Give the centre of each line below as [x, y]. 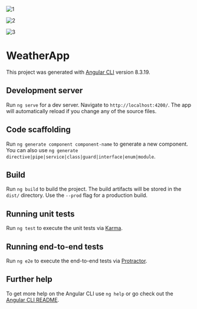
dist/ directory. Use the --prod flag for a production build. [77, 195]
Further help [29, 279]
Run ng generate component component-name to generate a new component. [97, 144]
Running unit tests [40, 214]
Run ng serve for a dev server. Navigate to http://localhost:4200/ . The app [99, 105]
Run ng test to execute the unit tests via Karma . [64, 228]
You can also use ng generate [42, 150]
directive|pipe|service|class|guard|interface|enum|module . [81, 156]
